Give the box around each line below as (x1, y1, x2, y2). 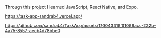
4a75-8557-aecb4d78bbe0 (5, 28, 60, 33)
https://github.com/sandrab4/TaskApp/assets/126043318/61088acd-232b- (5, 23, 156, 28)
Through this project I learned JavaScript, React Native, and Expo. (5, 4, 138, 10)
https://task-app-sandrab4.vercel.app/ (5, 13, 83, 19)
